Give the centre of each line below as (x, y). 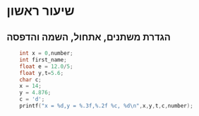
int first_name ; (43, 59)
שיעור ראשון (41, 11)
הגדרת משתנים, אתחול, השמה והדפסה (89, 37)
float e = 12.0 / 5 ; (46, 66)
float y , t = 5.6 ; (42, 73)
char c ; (30, 80)
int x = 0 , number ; (46, 53)
